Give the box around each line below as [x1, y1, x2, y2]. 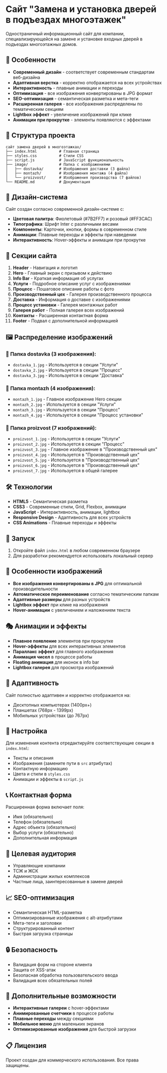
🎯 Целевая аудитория [5, 849, 76, 858]
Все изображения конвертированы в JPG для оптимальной [12, 580, 142, 586]
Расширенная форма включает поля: [5, 804, 84, 810]
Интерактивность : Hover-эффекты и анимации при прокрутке [12, 237, 146, 243]
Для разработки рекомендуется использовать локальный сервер [12, 553, 154, 559]
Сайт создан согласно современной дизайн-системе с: [5, 206, 124, 212]
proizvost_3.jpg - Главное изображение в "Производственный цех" [12, 446, 158, 452]
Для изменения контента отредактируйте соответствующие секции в [5, 740, 155, 746]
